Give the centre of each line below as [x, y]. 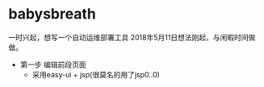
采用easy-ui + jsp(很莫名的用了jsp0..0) [96, 74]
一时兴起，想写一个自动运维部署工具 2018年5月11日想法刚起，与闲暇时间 [128, 37]
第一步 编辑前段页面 [53, 64]
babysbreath [52, 14]
